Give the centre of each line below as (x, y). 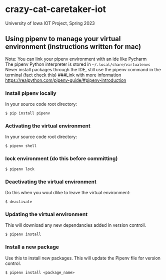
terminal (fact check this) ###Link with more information (63, 75)
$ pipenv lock (20, 169)
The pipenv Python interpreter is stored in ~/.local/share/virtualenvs (78, 64)
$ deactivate (19, 202)
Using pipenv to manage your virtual (63, 39)
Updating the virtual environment (46, 214)
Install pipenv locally (31, 93)
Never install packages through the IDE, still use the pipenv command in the (83, 69)
